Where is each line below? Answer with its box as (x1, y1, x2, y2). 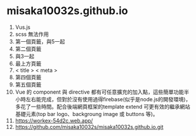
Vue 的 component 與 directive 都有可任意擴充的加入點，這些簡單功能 (15, 88, 184, 95)
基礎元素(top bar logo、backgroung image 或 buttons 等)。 (15, 110, 158, 117)
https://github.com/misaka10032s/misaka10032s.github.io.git (15, 123, 164, 130)
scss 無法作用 (15, 31, 49, 38)
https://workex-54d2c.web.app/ (15, 117, 93, 124)
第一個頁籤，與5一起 (15, 38, 65, 45)
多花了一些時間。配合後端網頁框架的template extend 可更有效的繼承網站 (15, 103, 191, 110)
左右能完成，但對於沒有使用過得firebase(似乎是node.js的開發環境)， (25, 95, 191, 102)
